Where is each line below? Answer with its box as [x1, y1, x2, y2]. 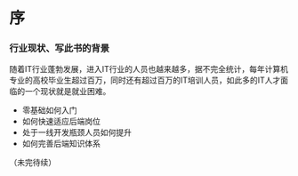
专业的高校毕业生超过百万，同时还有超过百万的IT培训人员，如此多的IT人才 [9, 75, 281, 85]
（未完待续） [9, 157, 56, 168]
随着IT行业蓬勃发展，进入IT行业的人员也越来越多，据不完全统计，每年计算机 [9, 64, 289, 75]
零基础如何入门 [21, 105, 77, 116]
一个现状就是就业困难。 [24, 86, 111, 97]
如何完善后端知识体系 [21, 139, 101, 149]
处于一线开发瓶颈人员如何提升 [21, 127, 132, 138]
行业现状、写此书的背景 [9, 42, 109, 54]
